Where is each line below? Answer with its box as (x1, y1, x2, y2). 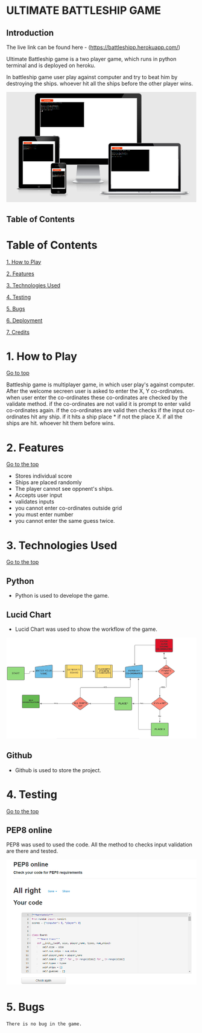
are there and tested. (6, 848, 58, 855)
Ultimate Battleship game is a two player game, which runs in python (6, 56, 177, 62)
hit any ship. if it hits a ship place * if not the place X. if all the (31, 413, 183, 420)
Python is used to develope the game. (14, 592, 110, 600)
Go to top (6, 369, 30, 377)
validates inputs (14, 498, 54, 505)
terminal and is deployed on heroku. (6, 62, 96, 69)
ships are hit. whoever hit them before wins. (6, 420, 116, 427)
